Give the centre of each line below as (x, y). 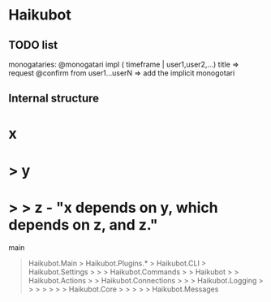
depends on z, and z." (83, 224)
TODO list (33, 45)
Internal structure (54, 99)
